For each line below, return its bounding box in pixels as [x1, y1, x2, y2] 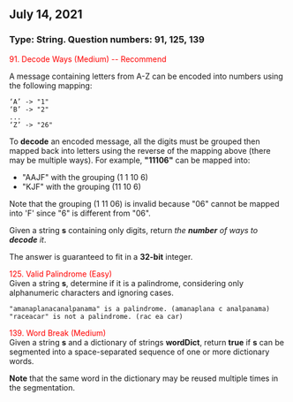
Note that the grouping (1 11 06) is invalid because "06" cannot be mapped [9, 198, 280, 209]
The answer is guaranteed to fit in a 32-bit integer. [9, 251, 193, 262]
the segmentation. [9, 382, 75, 392]
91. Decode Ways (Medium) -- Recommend [9, 53, 167, 64]
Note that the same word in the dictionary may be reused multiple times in [9, 373, 279, 383]
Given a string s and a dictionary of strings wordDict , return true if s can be [9, 337, 285, 347]
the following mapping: [9, 80, 93, 91]
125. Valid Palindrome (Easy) [9, 269, 113, 279]
